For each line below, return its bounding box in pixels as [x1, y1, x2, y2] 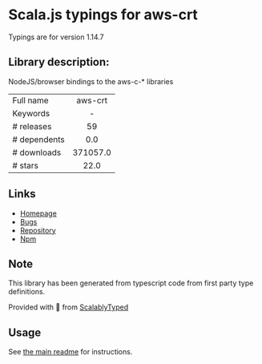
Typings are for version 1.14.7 [8, 32, 104, 42]
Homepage [19, 208, 58, 218]
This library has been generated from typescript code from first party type [8, 278, 254, 288]
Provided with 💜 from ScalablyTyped [8, 302, 129, 312]
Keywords [12, 107, 50, 119]
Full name [12, 95, 50, 106]
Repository [19, 225, 56, 235]
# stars [12, 160, 38, 171]
